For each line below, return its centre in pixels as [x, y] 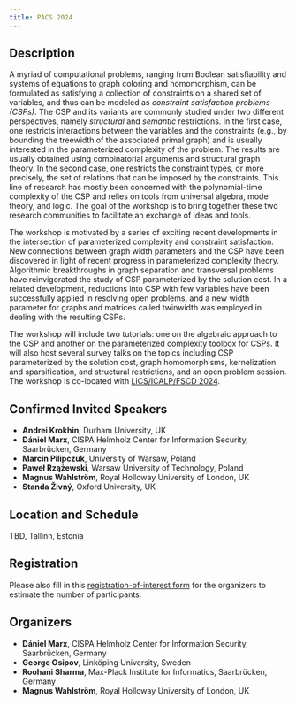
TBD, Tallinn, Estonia [46, 536]
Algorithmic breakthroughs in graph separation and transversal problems [141, 270]
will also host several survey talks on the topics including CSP [121, 353]
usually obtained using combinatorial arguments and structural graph [135, 159]
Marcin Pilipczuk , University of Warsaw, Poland [109, 459]
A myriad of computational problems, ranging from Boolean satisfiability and [148, 74]
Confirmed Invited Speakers [88, 409]
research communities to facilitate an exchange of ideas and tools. [130, 215]
